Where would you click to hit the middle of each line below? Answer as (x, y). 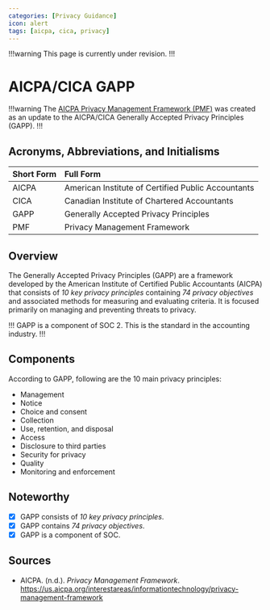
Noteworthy (39, 497)
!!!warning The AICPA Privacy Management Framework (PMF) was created (132, 109)
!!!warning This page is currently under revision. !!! (92, 54)
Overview (33, 256)
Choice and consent (53, 411)
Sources (30, 561)
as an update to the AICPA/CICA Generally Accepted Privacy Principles (126, 117)
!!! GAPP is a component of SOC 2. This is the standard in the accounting (129, 325)
